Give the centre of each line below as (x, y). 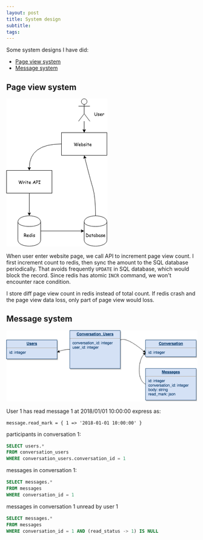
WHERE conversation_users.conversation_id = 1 (66, 459)
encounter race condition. (38, 282)
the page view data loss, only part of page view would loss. (80, 300)
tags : (13, 32)
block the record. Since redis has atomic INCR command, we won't (89, 275)
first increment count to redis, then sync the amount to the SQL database (98, 263)
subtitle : (19, 25)
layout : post (23, 13)
